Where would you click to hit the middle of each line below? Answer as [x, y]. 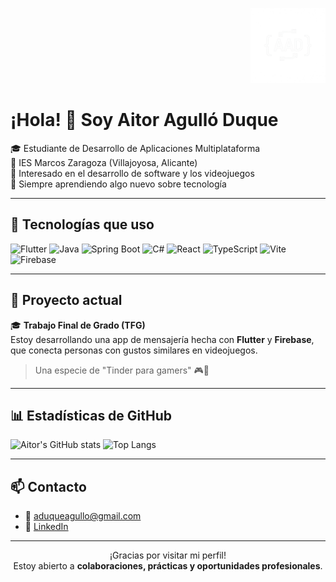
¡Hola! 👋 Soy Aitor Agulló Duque [144, 120]
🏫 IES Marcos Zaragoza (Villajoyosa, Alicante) [104, 162]
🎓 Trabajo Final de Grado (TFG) [78, 325]
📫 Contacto [48, 486]
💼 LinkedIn [46, 527]
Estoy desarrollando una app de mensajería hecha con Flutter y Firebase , [162, 339]
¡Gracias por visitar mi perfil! [168, 555]
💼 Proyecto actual [66, 300]
